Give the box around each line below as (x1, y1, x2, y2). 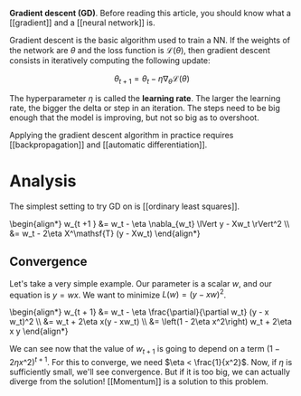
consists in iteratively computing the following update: (9, 55, 211, 66)
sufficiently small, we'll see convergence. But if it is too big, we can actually (9, 366, 291, 377)
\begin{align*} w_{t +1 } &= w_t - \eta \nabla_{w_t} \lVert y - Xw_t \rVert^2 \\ (9, 218, 290, 229)
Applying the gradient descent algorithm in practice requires (9, 129, 234, 140)
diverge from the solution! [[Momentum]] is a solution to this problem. (9, 375, 268, 387)
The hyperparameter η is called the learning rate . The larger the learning (9, 92, 281, 103)
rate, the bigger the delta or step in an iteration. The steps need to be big (9, 102, 280, 113)
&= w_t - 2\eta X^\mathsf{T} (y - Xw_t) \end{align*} (9, 228, 201, 239)
